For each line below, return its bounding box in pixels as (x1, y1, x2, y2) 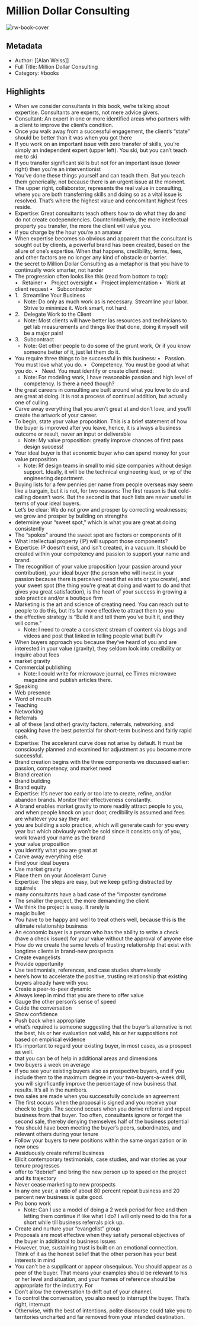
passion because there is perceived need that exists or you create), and (14, 575, 190, 582)
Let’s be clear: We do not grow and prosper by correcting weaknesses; (14, 506, 188, 513)
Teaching (14, 702, 38, 709)
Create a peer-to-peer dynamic (14, 985, 92, 992)
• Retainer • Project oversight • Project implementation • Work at (14, 279, 185, 286)
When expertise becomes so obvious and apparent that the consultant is (14, 234, 192, 242)
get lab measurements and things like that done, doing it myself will (23, 323, 188, 330)
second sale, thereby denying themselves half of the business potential (14, 1118, 189, 1125)
